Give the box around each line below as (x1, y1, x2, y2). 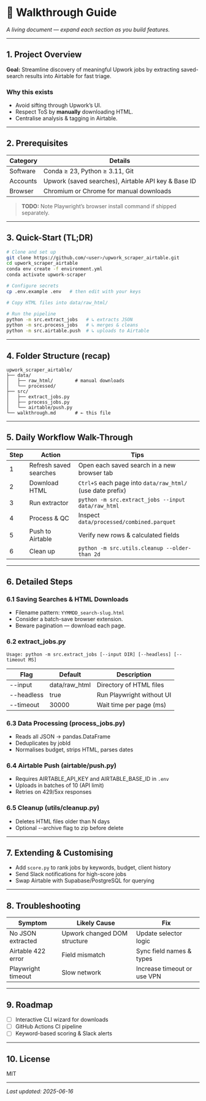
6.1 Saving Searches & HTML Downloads (6, 595, 129, 604)
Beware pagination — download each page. (15, 622, 126, 629)
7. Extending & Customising (6, 848, 113, 858)
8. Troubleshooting (6, 900, 81, 911)
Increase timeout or (135, 965, 193, 973)
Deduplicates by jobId (15, 740, 71, 747)
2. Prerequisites (6, 138, 69, 149)
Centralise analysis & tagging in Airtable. (15, 115, 118, 122)
